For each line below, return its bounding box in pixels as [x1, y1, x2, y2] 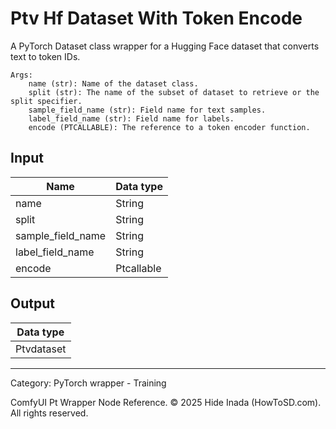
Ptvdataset [15, 342, 67, 356]
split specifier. [10, 96, 83, 106]
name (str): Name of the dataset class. [28, 78, 199, 89]
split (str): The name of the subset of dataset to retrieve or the [28, 87, 320, 97]
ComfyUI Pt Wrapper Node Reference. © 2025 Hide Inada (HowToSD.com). [10, 396, 322, 408]
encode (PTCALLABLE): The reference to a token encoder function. [28, 122, 311, 132]
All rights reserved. [10, 407, 89, 419]
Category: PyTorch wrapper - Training [10, 377, 167, 389]
